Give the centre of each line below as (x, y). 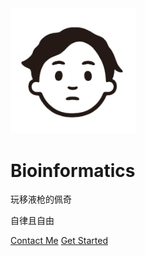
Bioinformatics (73, 170)
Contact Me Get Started (59, 241)
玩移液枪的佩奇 (41, 199)
